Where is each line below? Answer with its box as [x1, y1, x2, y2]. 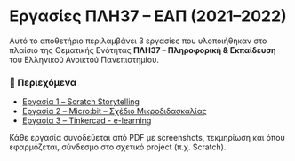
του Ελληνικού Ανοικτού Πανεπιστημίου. [9, 54, 160, 65]
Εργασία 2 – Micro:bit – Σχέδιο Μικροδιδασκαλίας [21, 106, 207, 117]
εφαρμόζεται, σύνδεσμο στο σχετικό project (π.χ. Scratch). [9, 142, 227, 152]
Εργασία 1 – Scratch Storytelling [21, 96, 140, 107]
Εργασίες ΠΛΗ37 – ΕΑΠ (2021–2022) [9, 6, 287, 27]
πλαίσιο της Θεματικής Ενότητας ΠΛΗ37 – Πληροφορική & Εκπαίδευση [9, 44, 277, 55]
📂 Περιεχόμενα [9, 76, 77, 88]
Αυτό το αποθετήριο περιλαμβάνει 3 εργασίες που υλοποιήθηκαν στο [9, 35, 267, 46]
